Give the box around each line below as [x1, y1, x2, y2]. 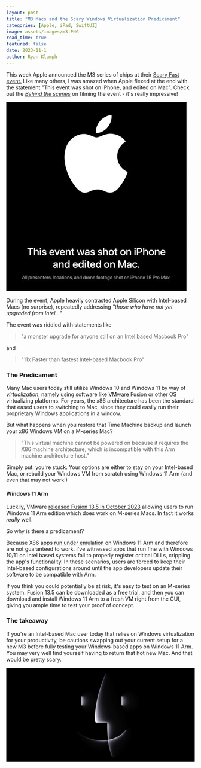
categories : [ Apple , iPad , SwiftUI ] [6, 22, 98, 28]
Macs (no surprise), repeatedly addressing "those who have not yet [6, 303, 173, 310]
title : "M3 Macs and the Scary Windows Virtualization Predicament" [6, 16, 181, 22]
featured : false [6, 41, 47, 47]
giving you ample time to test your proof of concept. [6, 602, 135, 609]
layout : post [6, 10, 39, 16]
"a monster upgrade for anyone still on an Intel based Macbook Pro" [20, 333, 189, 340]
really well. [6, 516, 33, 523]
